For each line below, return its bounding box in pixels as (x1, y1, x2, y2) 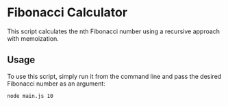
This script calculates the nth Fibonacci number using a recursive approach (7, 27, 220, 35)
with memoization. (7, 34, 60, 42)
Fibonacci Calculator (7, 5, 128, 20)
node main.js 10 (7, 92, 53, 99)
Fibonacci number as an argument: (7, 79, 106, 88)
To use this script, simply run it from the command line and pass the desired (7, 72, 222, 80)
